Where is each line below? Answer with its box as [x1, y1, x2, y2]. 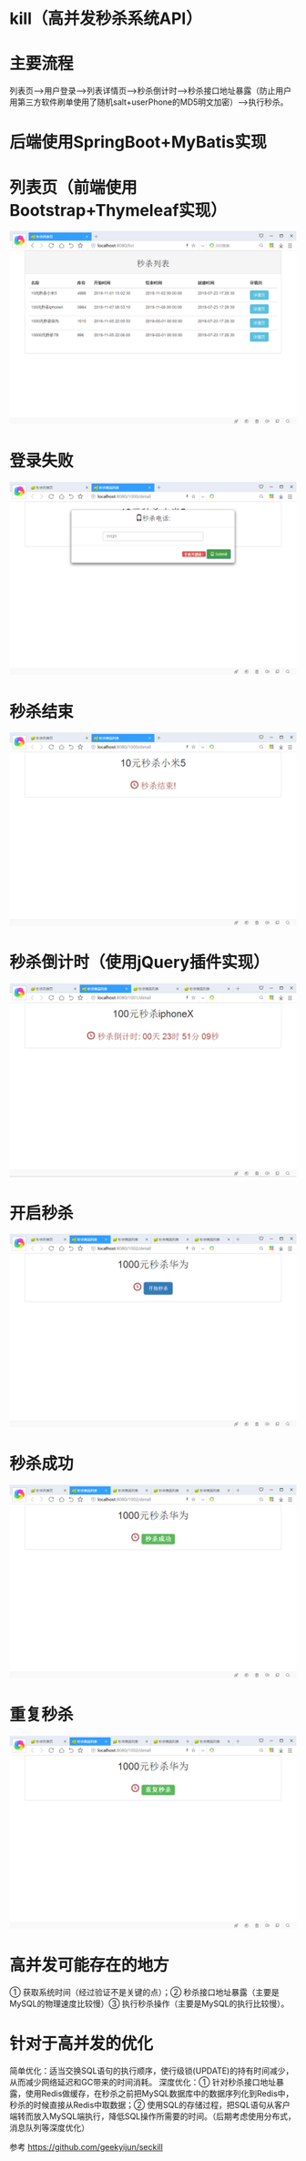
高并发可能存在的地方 [9, 1955, 170, 1976]
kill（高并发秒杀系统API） [9, 8, 202, 29]
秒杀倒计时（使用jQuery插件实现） [9, 953, 270, 973]
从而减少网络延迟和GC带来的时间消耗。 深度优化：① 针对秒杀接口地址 [9, 2077, 277, 2088]
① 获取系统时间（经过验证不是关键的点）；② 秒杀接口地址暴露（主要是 [9, 1987, 280, 1998]
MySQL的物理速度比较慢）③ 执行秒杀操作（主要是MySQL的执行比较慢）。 [9, 1998, 290, 2009]
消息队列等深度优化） [9, 2123, 89, 2134]
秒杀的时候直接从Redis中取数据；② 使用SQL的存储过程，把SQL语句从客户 [9, 2100, 291, 2111]
